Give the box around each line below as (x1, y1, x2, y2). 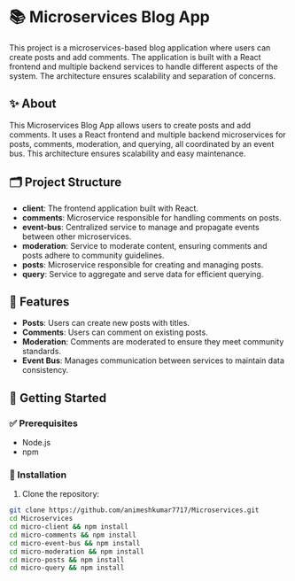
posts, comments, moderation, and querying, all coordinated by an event (9, 138, 275, 149)
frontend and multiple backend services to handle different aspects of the (9, 61, 278, 72)
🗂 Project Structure (9, 174, 122, 190)
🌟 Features (9, 294, 70, 309)
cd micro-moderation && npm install (9, 546, 144, 556)
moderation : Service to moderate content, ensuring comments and (21, 240, 268, 251)
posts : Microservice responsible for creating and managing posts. (21, 259, 264, 270)
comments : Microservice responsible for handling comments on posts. (21, 212, 282, 222)
